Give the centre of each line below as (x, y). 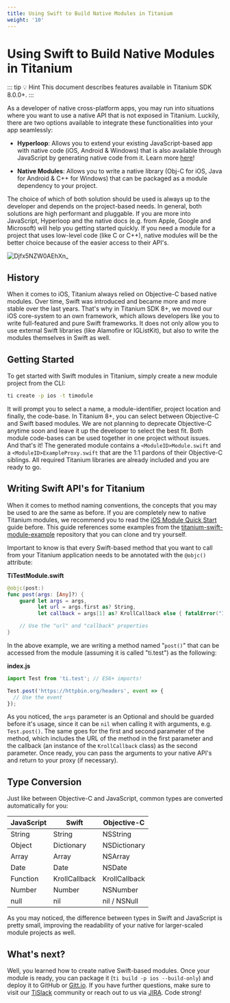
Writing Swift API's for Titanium (76, 488)
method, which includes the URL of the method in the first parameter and (110, 738)
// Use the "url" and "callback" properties (84, 626)
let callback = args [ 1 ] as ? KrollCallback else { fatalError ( (128, 614)
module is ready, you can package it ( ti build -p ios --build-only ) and (110, 978)
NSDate (115, 868)
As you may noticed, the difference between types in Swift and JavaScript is (115, 918)
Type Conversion (44, 782)
